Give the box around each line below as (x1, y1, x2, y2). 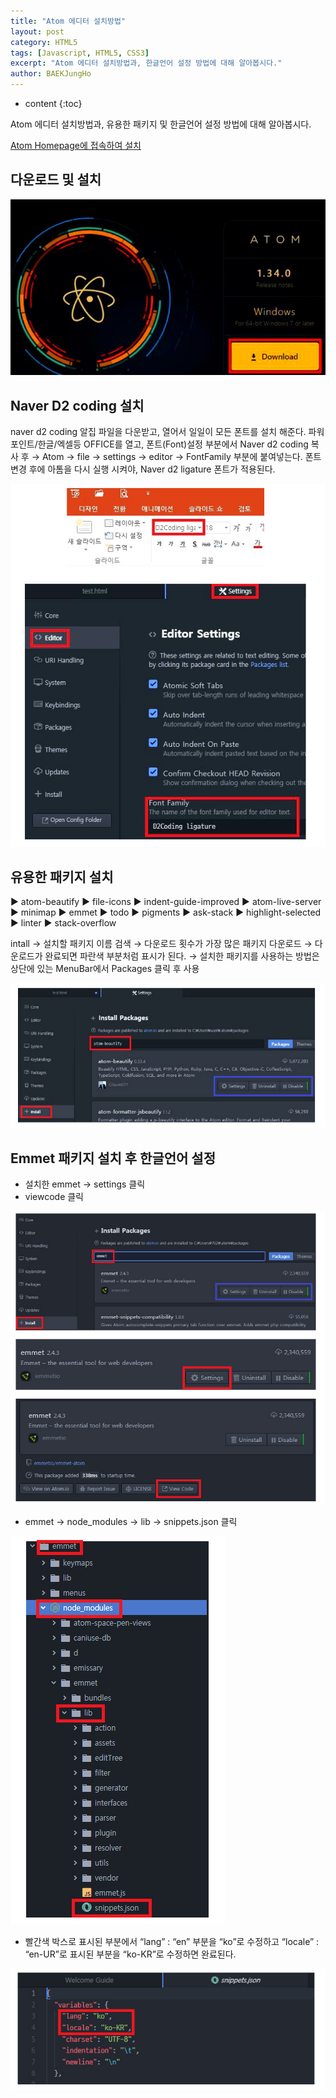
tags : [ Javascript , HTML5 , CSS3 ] (10, 48, 150, 58)
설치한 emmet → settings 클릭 (24, 1178, 146, 1190)
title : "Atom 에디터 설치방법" (10, 16, 126, 26)
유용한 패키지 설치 (10, 869, 114, 886)
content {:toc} (24, 98, 83, 109)
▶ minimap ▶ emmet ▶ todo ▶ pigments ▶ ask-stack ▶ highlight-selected (10, 906, 322, 919)
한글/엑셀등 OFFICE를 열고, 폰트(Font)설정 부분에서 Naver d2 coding (37, 438, 309, 450)
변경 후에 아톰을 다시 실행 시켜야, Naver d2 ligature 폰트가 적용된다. (10, 463, 276, 475)
